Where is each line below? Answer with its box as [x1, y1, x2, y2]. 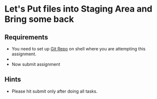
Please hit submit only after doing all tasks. [11, 88, 98, 94]
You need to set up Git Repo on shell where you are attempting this [11, 46, 146, 51]
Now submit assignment [11, 62, 60, 67]
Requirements [4, 33, 48, 41]
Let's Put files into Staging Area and [4, 3, 153, 15]
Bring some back [4, 14, 74, 25]
